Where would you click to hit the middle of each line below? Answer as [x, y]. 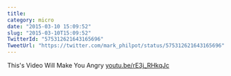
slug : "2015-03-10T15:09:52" [49, 33]
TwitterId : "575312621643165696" [55, 39]
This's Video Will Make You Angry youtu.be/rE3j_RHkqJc [88, 65]
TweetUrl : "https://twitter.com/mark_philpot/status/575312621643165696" [116, 46]
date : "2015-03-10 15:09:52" [49, 26]
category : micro [31, 20]
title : [17, 13]
